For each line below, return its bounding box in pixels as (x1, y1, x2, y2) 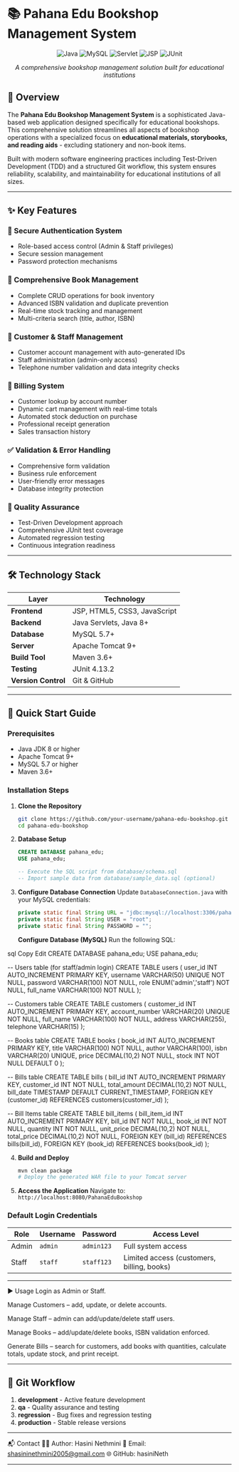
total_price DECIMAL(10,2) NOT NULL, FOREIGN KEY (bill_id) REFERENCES (7, 1132, 228, 1140)
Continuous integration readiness (17, 541, 116, 549)
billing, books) (123, 1262, 171, 1272)
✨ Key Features (7, 205, 77, 217)
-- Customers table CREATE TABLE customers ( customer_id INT (7, 999, 197, 1008)
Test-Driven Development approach (17, 518, 123, 526)
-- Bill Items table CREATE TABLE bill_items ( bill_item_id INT (7, 1109, 184, 1118)
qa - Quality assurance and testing (17, 1403, 119, 1412)
